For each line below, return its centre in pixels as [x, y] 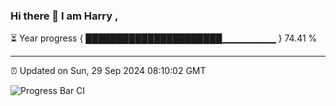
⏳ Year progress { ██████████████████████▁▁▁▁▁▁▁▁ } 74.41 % [164, 38]
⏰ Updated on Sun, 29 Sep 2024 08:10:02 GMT [108, 71]
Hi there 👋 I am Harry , [64, 16]
